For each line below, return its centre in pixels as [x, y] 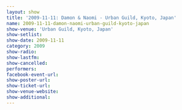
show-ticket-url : [28, 86]
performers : [21, 69]
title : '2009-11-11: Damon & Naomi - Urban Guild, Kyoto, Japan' [91, 18]
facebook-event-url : [33, 75]
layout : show [23, 12]
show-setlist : [25, 35]
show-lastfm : [23, 57]
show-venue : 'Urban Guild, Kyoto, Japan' [60, 29]
